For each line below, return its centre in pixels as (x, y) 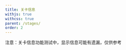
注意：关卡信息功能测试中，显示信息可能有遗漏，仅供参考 (63, 43)
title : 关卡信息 (20, 10)
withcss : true (20, 19)
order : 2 (14, 28)
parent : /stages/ (23, 23)
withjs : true (18, 14)
